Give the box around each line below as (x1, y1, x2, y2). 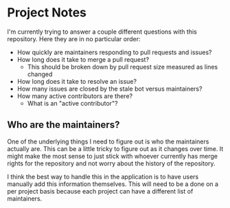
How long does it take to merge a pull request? (16, 55, 150, 63)
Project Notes (7, 5, 87, 21)
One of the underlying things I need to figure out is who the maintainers (7, 137, 209, 146)
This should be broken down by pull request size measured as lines (27, 62, 218, 71)
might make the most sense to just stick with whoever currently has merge (7, 152, 218, 160)
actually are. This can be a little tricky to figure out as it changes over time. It (7, 144, 224, 152)
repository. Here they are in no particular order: (7, 34, 141, 43)
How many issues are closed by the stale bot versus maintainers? (16, 84, 203, 93)
